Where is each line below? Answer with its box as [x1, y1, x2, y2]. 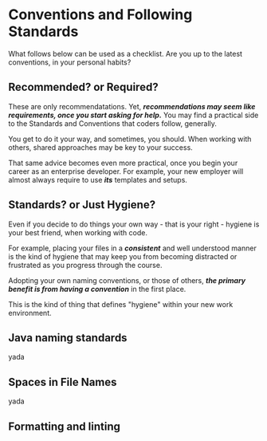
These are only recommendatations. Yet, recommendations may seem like [8, 101, 256, 111]
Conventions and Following [8, 6, 193, 24]
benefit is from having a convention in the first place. [8, 284, 187, 293]
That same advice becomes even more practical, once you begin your [8, 158, 238, 167]
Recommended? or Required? [8, 81, 159, 94]
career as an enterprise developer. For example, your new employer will [8, 166, 244, 176]
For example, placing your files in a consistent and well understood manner [8, 243, 257, 253]
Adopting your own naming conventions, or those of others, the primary [8, 275, 246, 285]
